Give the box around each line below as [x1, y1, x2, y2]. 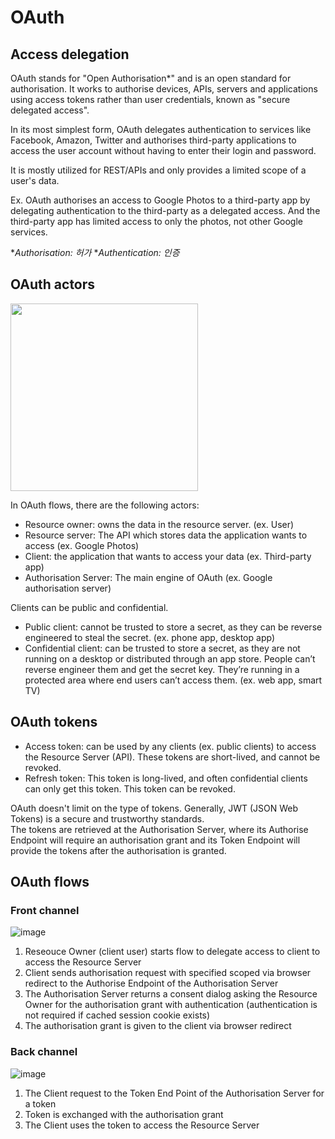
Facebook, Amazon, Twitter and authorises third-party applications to [10, 134, 297, 146]
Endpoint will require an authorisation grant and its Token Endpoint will [10, 834, 301, 846]
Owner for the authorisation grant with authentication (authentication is [24, 999, 318, 1011]
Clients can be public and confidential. [10, 601, 169, 613]
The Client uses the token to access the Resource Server [24, 1119, 260, 1131]
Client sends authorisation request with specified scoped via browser [24, 967, 312, 979]
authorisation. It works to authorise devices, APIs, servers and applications [10, 83, 318, 95]
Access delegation [10, 46, 130, 63]
